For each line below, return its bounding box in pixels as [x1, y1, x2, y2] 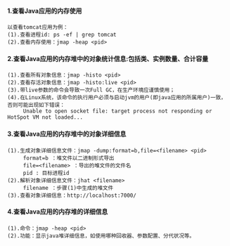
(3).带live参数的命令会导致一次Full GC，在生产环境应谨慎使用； [7, 86, 175, 94]
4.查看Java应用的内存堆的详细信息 [7, 207, 108, 216]
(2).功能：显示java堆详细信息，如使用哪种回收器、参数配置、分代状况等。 [7, 232, 195, 239]
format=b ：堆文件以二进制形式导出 [23, 155, 115, 162]
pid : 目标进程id [23, 169, 70, 176]
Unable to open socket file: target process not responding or [23, 108, 212, 115]
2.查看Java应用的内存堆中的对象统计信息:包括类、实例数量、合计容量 [7, 54, 209, 63]
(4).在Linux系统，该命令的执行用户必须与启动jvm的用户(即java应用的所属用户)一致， [7, 94, 226, 101]
